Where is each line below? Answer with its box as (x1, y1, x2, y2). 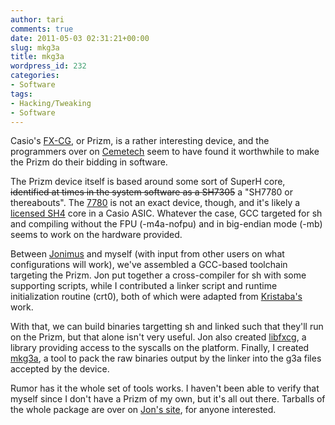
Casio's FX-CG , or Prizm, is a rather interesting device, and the (10, 135, 270, 147)
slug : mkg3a (10, 42, 60, 53)
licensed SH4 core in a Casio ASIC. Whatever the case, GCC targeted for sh (10, 207, 323, 220)
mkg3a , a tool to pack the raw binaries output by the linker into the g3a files (10, 352, 322, 365)
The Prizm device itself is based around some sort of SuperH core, (10, 176, 286, 188)
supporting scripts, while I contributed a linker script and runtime (10, 280, 278, 292)
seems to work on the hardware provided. (10, 229, 183, 241)
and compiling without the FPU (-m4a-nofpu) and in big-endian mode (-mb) (10, 218, 323, 230)
